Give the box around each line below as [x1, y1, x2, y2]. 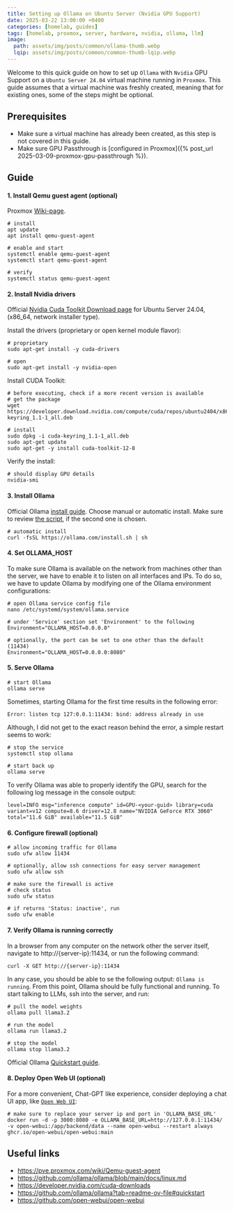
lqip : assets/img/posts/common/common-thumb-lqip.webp [13, 50, 176, 57]
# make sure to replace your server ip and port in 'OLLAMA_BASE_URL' [7, 1110, 217, 1117]
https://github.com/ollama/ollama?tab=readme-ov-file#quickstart [17, 1188, 205, 1197]
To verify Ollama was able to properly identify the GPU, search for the [7, 781, 207, 789]
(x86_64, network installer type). [7, 313, 100, 321]
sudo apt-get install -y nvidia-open [7, 364, 117, 371]
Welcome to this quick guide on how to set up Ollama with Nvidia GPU [7, 68, 208, 77]
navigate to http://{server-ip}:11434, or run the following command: [7, 949, 200, 957]
